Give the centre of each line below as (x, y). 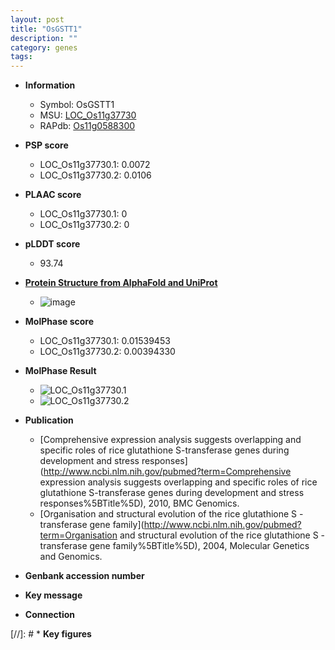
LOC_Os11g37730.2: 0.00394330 (107, 352)
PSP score (46, 145)
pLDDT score (52, 244)
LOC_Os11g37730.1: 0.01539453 (105, 341)
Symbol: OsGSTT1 (77, 105)
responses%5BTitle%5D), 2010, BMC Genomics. (139, 503)
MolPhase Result (60, 371)
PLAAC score (53, 195)
